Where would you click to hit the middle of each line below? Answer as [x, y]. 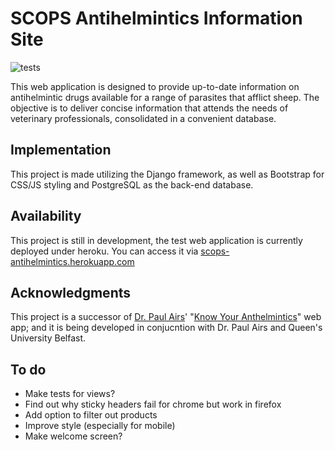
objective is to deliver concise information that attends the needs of [149, 108]
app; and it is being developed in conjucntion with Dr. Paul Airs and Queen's [166, 328]
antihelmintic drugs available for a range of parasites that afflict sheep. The [165, 97]
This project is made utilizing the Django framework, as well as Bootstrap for [167, 174]
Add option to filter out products [91, 415]
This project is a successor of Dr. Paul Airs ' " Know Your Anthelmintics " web [166, 317]
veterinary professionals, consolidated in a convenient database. [143, 118]
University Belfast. [48, 338]
